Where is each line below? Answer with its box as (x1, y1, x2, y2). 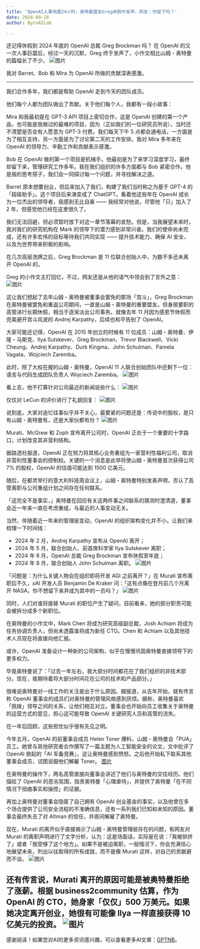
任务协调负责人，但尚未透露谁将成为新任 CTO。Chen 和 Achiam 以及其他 (6, 627, 185, 635)
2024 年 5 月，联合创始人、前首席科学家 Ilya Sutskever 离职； (14, 545, 167, 552)
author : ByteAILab (6, 20, 52, 26)
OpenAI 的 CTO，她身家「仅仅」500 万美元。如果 (6, 897, 190, 907)
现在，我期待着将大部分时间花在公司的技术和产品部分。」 (16, 675, 155, 683)
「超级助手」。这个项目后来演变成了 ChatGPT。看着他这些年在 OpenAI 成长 (6, 191, 189, 198)
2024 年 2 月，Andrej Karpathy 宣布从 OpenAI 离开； (14, 537, 145, 544)
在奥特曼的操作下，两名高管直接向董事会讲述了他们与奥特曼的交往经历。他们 (6, 770, 194, 778)
